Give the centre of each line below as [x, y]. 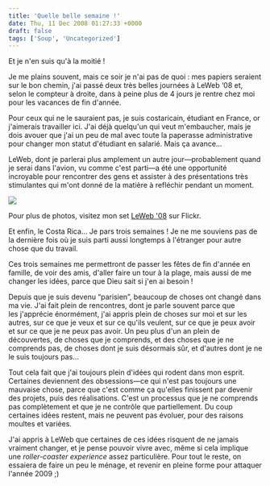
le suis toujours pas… [44, 357]
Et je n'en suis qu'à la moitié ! [57, 61]
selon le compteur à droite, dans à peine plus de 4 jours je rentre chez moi [132, 94]
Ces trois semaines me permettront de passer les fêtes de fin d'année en [130, 264]
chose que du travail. [43, 249]
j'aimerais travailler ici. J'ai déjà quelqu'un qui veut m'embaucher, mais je [130, 127]
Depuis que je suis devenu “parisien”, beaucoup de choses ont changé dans [135, 297]
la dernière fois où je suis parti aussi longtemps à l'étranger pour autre [125, 240]
